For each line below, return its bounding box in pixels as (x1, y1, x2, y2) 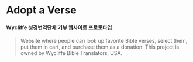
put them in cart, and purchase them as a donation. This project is (20, 43, 180, 50)
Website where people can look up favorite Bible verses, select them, (20, 37, 188, 44)
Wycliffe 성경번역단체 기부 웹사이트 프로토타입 (6, 24, 112, 31)
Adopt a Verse (6, 4, 77, 17)
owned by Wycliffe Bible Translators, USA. (20, 50, 123, 57)
